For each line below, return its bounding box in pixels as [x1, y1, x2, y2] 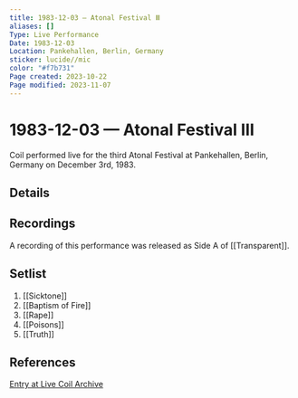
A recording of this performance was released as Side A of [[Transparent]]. [9, 240, 290, 251]
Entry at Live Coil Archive [9, 379, 104, 390]
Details [9, 185, 50, 200]
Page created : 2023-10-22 [9, 72, 107, 81]
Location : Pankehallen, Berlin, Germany [9, 47, 165, 56]
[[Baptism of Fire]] [22, 299, 91, 310]
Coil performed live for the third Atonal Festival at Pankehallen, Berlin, [9, 149, 269, 160]
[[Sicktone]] [22, 290, 68, 301]
